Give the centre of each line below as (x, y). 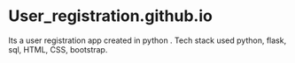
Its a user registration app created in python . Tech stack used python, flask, (147, 40)
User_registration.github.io (111, 16)
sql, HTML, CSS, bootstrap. (58, 49)
